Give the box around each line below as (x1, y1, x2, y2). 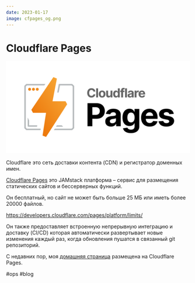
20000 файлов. (6, 201, 44, 208)
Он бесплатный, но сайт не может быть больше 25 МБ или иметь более (6, 194, 186, 201)
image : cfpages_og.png (6, 15, 61, 22)
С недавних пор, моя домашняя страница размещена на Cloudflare (6, 253, 175, 260)
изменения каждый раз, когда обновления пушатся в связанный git (6, 236, 175, 243)
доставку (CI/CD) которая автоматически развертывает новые (6, 229, 163, 236)
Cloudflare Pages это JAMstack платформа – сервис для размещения (6, 177, 179, 184)
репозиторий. (6, 241, 40, 249)
